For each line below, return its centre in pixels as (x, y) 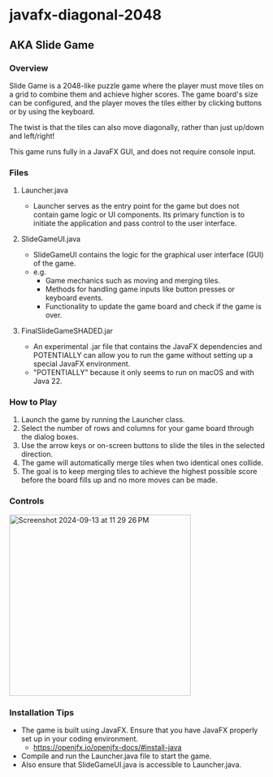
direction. (37, 454)
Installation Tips (42, 712)
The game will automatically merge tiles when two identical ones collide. (142, 463)
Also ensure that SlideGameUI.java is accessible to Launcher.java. (131, 765)
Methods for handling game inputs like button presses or (140, 289)
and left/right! (32, 136)
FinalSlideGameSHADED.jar (67, 331)
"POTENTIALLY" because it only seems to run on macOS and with (143, 373)
